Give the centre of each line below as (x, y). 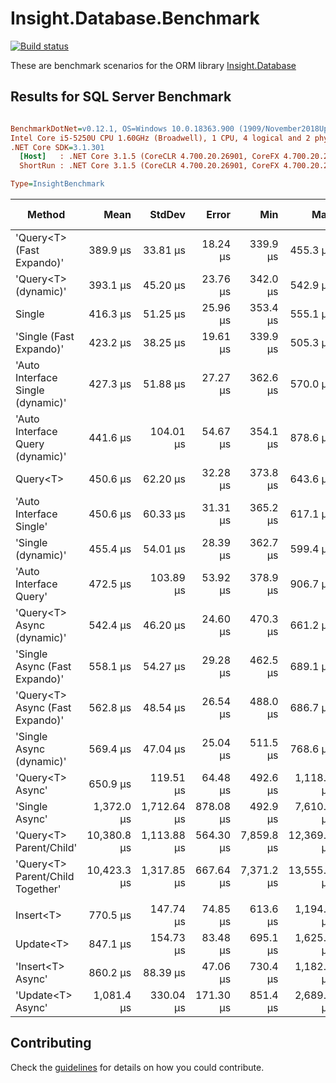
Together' (38, 889)
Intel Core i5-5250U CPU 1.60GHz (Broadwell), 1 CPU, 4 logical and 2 (160, 138)
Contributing (51, 1043)
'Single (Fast (45, 336)
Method (46, 214)
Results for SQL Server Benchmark (121, 97)
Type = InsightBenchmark (57, 184)
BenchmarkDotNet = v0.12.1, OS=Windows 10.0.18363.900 (122, 128)
